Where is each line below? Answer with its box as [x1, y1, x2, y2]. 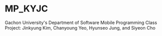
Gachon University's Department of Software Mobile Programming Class [5, 19, 157, 25]
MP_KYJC [5, 3, 48, 14]
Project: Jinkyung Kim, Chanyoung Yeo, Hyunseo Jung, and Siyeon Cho [5, 24, 156, 30]
